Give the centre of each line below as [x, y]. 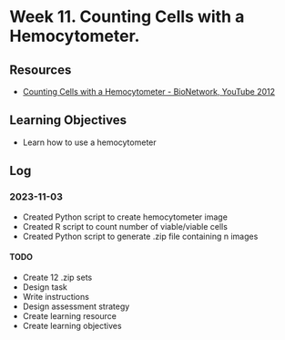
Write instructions [56, 296]
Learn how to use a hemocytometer [89, 142]
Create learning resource [69, 315]
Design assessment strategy [76, 306]
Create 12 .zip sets [57, 277]
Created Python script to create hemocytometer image [125, 217]
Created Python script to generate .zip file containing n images [140, 236]
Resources [41, 70]
